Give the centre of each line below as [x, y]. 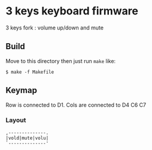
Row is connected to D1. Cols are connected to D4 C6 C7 [76, 105]
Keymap [21, 90]
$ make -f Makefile [30, 72]
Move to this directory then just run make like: [61, 61]
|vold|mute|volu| [27, 138]
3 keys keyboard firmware [72, 11]
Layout [16, 120]
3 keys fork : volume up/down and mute [55, 28]
